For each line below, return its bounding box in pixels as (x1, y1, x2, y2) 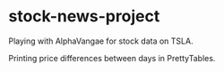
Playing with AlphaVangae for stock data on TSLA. (8, 36, 194, 46)
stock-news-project (8, 6, 160, 27)
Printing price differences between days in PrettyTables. (8, 52, 216, 63)
